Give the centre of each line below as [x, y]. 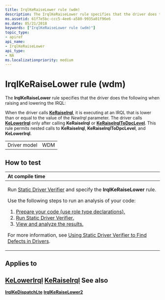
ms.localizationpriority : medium [39, 60]
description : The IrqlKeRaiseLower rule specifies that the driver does [81, 14]
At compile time [27, 176]
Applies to [21, 264]
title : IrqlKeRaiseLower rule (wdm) [42, 10]
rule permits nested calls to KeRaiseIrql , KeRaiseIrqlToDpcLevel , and [75, 128]
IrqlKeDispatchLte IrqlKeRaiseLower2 [44, 292]
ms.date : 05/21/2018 [26, 23]
